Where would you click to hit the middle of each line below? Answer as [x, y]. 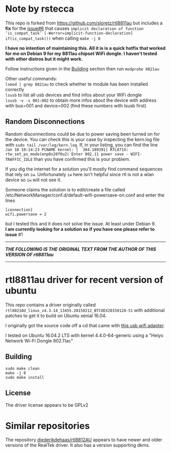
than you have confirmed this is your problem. [82, 159]
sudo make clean [22, 369]
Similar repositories [48, 426]
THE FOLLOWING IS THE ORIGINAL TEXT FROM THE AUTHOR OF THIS [81, 249]
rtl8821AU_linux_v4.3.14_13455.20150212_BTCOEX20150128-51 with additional [85, 310]
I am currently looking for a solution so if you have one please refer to [80, 229]
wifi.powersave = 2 [26, 214]
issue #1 [14, 234]
